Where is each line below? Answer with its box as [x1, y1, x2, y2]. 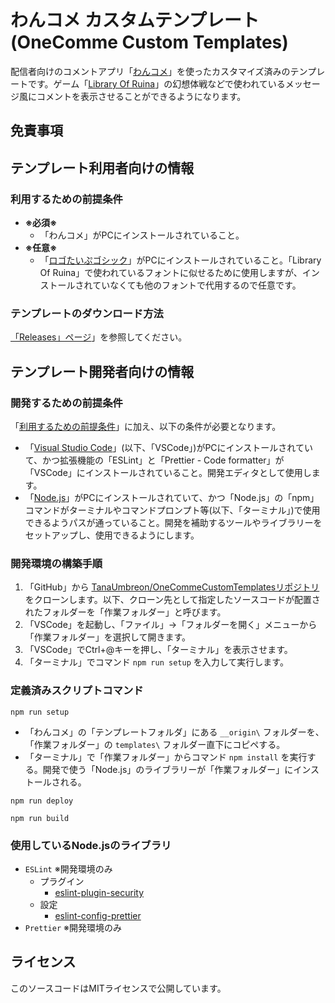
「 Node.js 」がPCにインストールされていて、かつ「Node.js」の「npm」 [24, 492, 320, 503]
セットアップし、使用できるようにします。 [24, 529, 200, 541]
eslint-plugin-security [54, 886, 145, 898]
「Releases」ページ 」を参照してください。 [10, 331, 188, 343]
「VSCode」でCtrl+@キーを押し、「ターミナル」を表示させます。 [24, 644, 293, 656]
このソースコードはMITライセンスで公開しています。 [10, 982, 227, 994]
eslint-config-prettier [54, 909, 142, 921]
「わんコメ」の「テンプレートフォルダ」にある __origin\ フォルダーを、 [24, 726, 325, 738]
